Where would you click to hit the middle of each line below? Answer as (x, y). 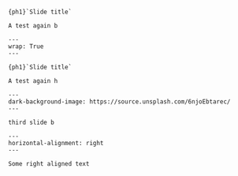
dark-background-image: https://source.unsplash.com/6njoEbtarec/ (119, 102)
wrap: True (26, 47)
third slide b (32, 122)
